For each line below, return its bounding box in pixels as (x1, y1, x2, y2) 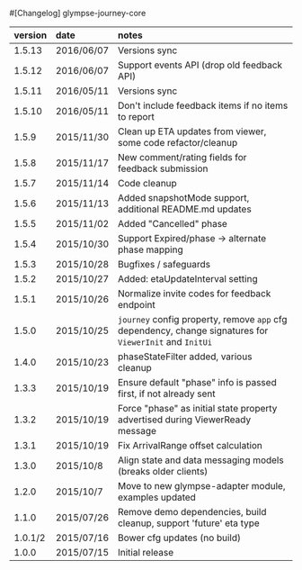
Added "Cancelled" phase (117, 218, 227, 230)
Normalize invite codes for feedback (117, 287, 271, 300)
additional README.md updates (117, 203, 252, 215)
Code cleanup (117, 177, 177, 189)
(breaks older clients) (117, 466, 209, 477)
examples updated (117, 491, 196, 503)
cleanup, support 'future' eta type (117, 517, 261, 529)
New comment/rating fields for (117, 151, 247, 163)
